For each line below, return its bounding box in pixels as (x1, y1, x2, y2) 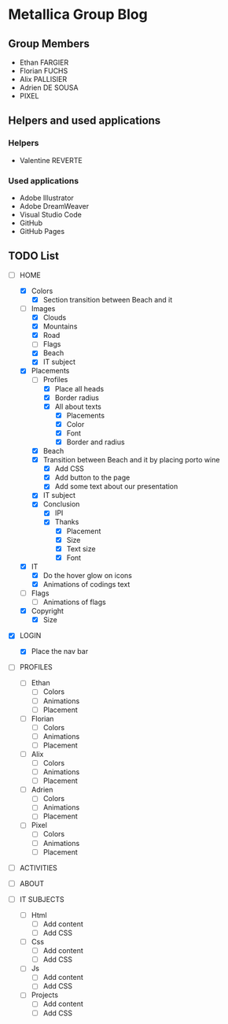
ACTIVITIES (19, 863, 57, 872)
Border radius (54, 392, 100, 403)
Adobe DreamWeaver (19, 201, 90, 210)
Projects (31, 990, 59, 1000)
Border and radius (66, 437, 125, 447)
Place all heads (54, 384, 105, 393)
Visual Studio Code (19, 210, 83, 219)
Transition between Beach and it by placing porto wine (42, 455, 220, 465)
